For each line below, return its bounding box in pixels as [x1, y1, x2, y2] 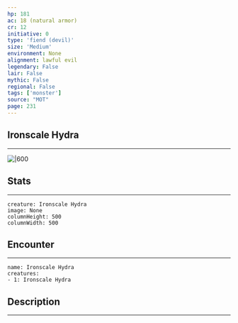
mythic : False [7, 76, 50, 84]
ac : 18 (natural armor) [7, 17, 78, 24]
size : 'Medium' [7, 43, 52, 50]
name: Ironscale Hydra [7, 264, 74, 271]
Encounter [7, 239, 55, 251]
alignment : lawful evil [7, 57, 78, 64]
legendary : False [7, 63, 59, 70]
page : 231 [7, 103, 37, 110]
